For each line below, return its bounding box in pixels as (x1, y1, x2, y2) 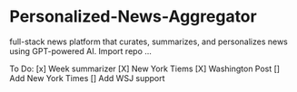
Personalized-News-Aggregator (9, 6, 257, 27)
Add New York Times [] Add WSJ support (9, 72, 165, 83)
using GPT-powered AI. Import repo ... (9, 45, 153, 56)
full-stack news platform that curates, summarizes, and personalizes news (9, 36, 288, 47)
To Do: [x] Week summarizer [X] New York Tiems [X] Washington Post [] (9, 63, 280, 74)
